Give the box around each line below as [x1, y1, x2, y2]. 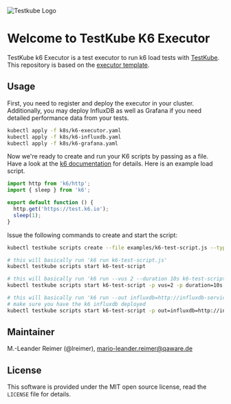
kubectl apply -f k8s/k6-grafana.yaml [7, 140, 118, 147]
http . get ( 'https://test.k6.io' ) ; [13, 205, 109, 212]
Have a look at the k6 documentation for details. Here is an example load [7, 159, 213, 168]
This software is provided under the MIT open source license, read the [7, 383, 207, 391]
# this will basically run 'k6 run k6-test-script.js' [7, 256, 168, 263]
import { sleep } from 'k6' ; [7, 187, 91, 194]
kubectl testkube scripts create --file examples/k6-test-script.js [7, 244, 208, 251]
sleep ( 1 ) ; [13, 212, 41, 219]
